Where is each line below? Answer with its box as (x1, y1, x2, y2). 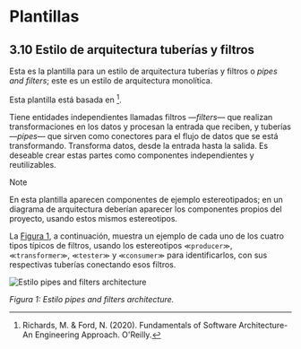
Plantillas (9, 6, 80, 27)
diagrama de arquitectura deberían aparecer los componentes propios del (9, 204, 282, 214)
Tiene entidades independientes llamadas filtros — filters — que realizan (9, 111, 273, 122)
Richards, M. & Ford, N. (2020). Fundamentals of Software (21, 319, 237, 330)
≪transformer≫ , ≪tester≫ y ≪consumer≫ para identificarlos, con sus (9, 249, 268, 260)
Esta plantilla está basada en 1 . (9, 92, 123, 105)
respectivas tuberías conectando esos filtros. (9, 258, 176, 270)
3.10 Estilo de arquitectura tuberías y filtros (9, 42, 255, 57)
